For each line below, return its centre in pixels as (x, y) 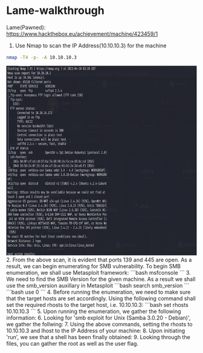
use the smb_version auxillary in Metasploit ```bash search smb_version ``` (98, 285)
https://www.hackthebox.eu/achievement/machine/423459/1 (82, 33)
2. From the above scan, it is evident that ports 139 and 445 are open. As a (99, 260)
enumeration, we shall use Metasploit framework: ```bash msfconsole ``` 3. (99, 272)
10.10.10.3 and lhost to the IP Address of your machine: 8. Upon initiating (96, 331)
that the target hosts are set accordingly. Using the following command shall (101, 298)
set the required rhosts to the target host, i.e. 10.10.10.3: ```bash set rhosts (97, 304)
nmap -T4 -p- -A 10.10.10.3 (42, 57)
